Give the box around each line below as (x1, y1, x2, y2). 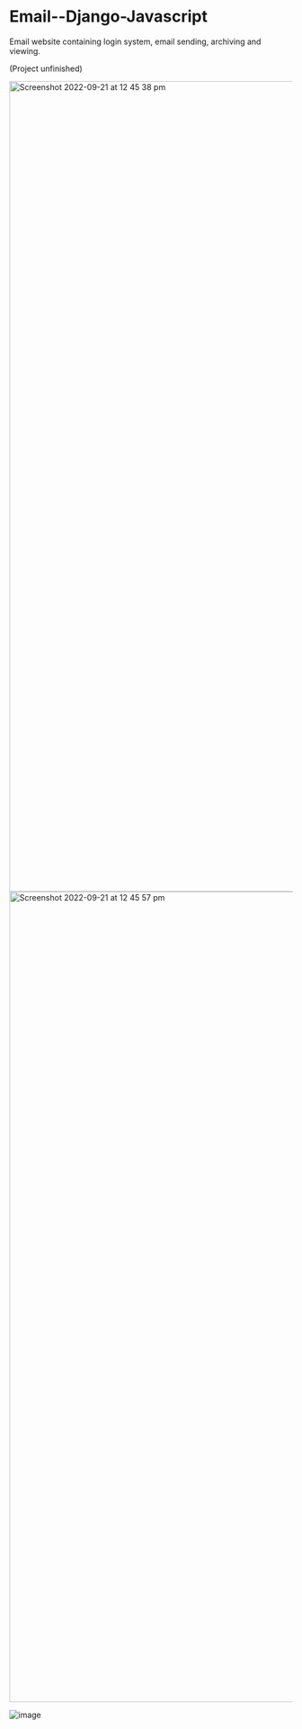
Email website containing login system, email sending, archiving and (9, 36, 262, 47)
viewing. (9, 45, 40, 56)
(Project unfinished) (9, 63, 83, 74)
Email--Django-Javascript (9, 6, 209, 27)
